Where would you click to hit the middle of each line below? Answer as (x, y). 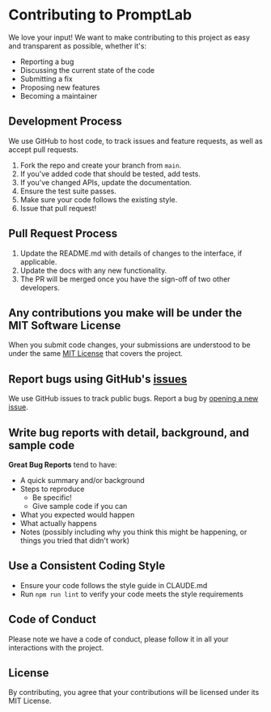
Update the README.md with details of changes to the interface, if (131, 253)
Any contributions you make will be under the (125, 313)
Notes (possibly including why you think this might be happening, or (133, 532)
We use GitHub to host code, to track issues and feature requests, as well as (135, 141)
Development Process (66, 122)
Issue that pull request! (58, 208)
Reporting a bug (47, 61)
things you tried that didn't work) (75, 540)
